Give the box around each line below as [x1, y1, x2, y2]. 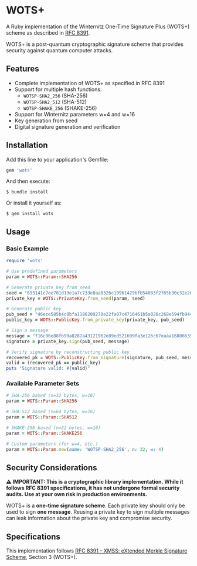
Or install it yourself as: [6, 199, 62, 206]
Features [6, 64, 39, 74]
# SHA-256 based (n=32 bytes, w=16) [6, 393, 96, 398]
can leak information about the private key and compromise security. [6, 515, 172, 522]
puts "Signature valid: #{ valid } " [6, 366, 91, 371]
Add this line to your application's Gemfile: [6, 156, 108, 163]
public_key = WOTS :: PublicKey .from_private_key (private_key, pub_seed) [6, 317, 185, 323]
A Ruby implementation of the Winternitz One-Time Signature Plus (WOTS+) [6, 23, 190, 30]
